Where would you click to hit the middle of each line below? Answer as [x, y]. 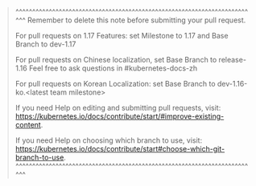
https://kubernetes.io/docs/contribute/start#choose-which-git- [120, 149]
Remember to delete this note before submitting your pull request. [136, 20]
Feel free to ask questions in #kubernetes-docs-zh [113, 68]
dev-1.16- [232, 84]
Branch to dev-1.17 [45, 44]
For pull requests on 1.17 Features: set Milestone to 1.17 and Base [122, 36]
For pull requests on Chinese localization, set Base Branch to [116, 60]
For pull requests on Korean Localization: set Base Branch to [115, 84]
